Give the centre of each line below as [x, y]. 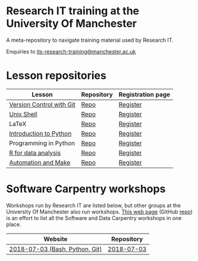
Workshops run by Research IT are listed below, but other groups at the [94, 205]
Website [56, 239]
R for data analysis [35, 153]
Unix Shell [23, 114]
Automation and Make [40, 162]
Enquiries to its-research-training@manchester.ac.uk [71, 51]
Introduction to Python [40, 133]
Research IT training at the [73, 11]
